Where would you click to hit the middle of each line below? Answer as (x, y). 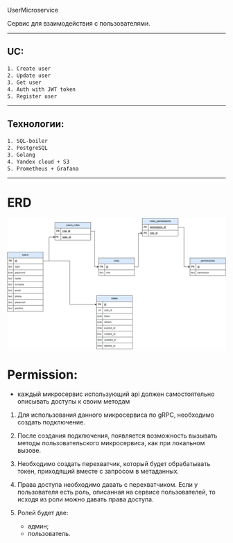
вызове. (29, 450)
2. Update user (29, 76)
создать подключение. (51, 422)
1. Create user (29, 69)
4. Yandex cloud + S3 (38, 162)
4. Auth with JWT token (42, 89)
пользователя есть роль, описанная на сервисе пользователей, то (116, 492)
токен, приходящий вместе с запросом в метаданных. (98, 471)
